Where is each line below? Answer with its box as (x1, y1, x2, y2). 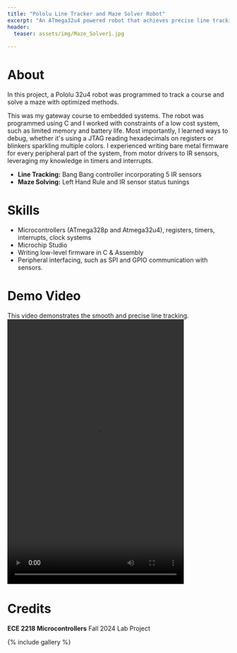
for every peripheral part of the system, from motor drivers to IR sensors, (7, 149, 219, 157)
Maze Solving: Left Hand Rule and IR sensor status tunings (17, 178, 190, 186)
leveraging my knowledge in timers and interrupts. (7, 157, 154, 165)
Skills (7, 203, 40, 219)
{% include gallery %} (7, 637, 72, 646)
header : (7, 23, 30, 30)
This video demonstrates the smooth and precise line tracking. (7, 311, 189, 320)
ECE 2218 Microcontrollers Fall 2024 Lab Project (7, 624, 150, 633)
